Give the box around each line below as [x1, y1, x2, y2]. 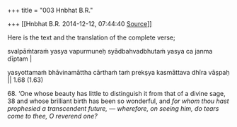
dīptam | [7, 54, 33, 63]
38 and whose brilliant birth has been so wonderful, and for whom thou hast [7, 97, 229, 105]
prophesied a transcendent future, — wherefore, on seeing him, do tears [7, 104, 219, 112]
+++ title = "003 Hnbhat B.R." [7, 6, 93, 14]
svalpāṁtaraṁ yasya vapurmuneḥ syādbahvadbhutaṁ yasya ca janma [7, 47, 213, 55]
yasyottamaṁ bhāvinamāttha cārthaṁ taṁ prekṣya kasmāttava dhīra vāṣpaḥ [7, 68, 230, 76]
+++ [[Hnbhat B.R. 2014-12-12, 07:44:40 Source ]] [7, 20, 152, 28]
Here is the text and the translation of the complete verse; [7, 33, 175, 42]
